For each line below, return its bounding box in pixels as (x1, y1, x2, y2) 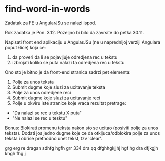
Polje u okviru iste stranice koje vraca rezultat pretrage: (12, 100, 126, 106)
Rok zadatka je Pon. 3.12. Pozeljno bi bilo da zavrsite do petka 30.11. (5, 29, 144, 35)
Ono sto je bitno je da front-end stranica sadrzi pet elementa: (5, 69, 131, 75)
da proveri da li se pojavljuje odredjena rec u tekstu (12, 54, 118, 60)
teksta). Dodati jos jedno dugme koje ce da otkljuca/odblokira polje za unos (5, 130, 160, 136)
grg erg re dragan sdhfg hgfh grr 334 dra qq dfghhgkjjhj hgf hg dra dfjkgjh (5, 145, 158, 151)
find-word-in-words (5, 3, 90, 15)
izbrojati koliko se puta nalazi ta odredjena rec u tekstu (12, 59, 125, 65)
